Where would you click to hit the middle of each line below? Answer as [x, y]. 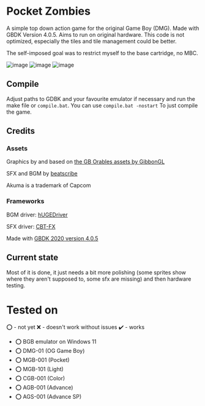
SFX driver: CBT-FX [31, 226]
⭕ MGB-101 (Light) [39, 369]
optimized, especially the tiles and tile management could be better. [91, 41]
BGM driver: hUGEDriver [37, 215]
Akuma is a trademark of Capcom [49, 185]
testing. [16, 285]
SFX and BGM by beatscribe [42, 174]
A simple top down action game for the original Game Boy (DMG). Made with [103, 28]
